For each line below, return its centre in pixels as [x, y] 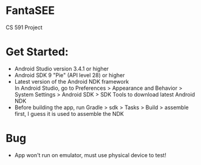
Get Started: [37, 52]
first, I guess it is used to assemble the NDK [69, 113]
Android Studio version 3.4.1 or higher [62, 69]
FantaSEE [30, 11]
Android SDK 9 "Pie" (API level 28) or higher [70, 75]
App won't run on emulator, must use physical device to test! [90, 155]
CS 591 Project [24, 27]
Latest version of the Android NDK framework [72, 81]
